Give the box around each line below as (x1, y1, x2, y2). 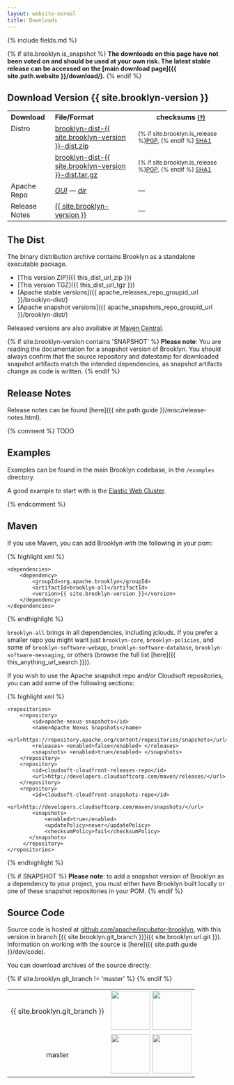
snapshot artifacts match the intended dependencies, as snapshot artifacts (7, 360, 223, 368)
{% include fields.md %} (7, 36, 78, 44)
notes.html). (7, 413, 42, 421)
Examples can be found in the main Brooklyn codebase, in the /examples (7, 465, 214, 474)
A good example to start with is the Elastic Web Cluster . (7, 486, 166, 495)
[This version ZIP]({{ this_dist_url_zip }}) (17, 274, 132, 282)
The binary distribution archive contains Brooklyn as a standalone (7, 253, 196, 261)
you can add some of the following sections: (7, 678, 134, 687)
